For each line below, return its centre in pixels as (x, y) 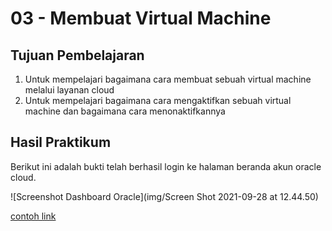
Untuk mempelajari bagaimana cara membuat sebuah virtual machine (168, 79)
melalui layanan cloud (69, 90)
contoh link (33, 216)
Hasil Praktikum (61, 142)
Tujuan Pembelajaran (77, 55)
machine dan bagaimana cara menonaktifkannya (125, 111)
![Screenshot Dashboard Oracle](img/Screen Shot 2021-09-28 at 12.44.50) (164, 196)
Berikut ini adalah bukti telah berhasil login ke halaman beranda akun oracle (166, 166)
